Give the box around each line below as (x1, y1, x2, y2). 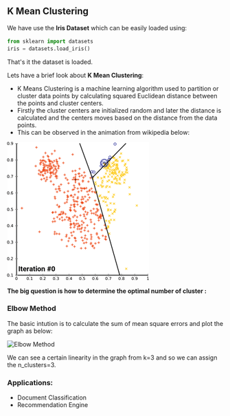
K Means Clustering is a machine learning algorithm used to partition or (16, 84, 219, 92)
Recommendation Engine (16, 401, 89, 409)
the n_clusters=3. (7, 360, 56, 369)
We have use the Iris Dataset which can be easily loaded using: (7, 23, 187, 32)
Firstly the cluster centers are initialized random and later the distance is (16, 106, 222, 114)
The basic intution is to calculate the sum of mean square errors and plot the (7, 319, 224, 327)
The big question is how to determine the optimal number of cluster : (7, 287, 207, 295)
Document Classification (16, 393, 87, 402)
